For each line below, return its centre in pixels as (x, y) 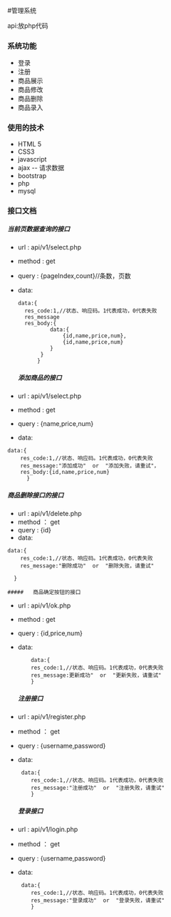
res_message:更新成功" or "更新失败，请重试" (96, 675)
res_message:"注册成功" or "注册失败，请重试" (98, 788)
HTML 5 (30, 144)
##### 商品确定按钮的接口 (44, 593)
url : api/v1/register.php (52, 717)
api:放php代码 (28, 26)
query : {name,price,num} (56, 424)
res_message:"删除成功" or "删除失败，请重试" (87, 566)
